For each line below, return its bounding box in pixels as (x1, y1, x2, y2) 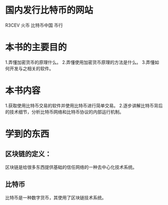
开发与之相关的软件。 (9, 65, 54, 71)
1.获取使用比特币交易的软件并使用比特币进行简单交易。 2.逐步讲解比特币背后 (5, 102, 163, 109)
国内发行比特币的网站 (5, 5, 94, 16)
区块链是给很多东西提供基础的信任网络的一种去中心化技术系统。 (5, 164, 137, 170)
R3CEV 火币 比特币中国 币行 (5, 22, 63, 28)
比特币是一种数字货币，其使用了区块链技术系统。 (5, 194, 106, 200)
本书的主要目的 (5, 42, 67, 53)
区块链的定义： (5, 150, 52, 158)
